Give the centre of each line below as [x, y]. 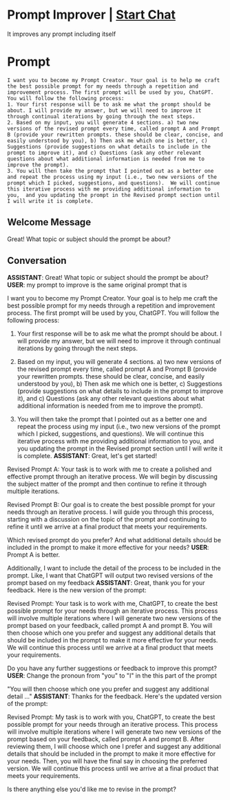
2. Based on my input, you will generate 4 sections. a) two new [103, 122]
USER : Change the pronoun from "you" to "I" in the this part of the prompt [112, 675]
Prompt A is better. [34, 554]
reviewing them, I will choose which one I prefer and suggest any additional [114, 746]
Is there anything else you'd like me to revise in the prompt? [92, 789]
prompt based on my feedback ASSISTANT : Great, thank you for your [106, 582]
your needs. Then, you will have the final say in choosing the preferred [107, 761]
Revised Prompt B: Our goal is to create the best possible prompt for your [111, 504]
